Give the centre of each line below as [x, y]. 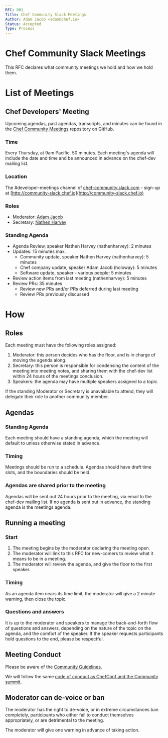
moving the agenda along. [39, 360]
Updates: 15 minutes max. [39, 251]
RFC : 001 [14, 10]
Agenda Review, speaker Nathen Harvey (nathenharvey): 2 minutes [82, 246]
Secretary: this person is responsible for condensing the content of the [86, 365]
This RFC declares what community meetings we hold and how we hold [79, 67]
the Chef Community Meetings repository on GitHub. [60, 129]
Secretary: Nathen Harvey [39, 222]
